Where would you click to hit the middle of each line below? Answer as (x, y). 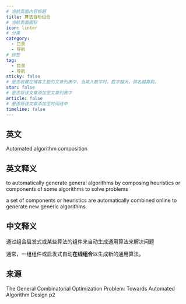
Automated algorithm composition (47, 149)
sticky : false (23, 76)
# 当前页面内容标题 (26, 11)
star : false (20, 88)
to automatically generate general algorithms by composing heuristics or (93, 183)
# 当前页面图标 (22, 22)
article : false (24, 98)
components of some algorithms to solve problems (67, 189)
